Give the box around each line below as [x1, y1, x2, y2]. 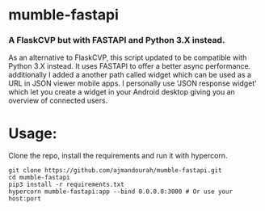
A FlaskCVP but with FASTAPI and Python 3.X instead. [8, 35, 225, 46]
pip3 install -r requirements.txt [8, 180, 125, 189]
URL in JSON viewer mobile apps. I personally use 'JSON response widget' [8, 78, 257, 88]
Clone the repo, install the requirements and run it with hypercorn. [8, 151, 228, 161]
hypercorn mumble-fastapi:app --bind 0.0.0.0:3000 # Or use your [8, 188, 233, 196]
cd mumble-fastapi [8, 174, 70, 182]
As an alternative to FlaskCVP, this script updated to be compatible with [8, 53, 247, 62]
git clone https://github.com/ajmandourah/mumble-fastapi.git [8, 167, 222, 175]
